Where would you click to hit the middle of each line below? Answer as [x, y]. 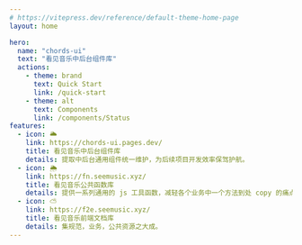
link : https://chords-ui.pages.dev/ [94, 143]
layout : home [34, 26]
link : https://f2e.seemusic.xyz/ [88, 210]
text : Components [66, 109]
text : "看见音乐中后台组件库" [67, 59]
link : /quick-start [69, 92]
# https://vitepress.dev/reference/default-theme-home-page [124, 18]
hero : [19, 42]
